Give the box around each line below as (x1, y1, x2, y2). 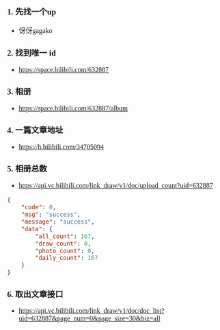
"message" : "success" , (20, 217, 95, 226)
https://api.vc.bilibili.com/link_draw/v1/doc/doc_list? (18, 307, 165, 315)
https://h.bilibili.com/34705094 (18, 143, 105, 151)
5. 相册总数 (7, 163, 48, 174)
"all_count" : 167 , (35, 232, 95, 240)
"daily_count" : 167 (35, 254, 98, 262)
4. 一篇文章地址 (7, 125, 64, 135)
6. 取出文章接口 (7, 289, 64, 299)
